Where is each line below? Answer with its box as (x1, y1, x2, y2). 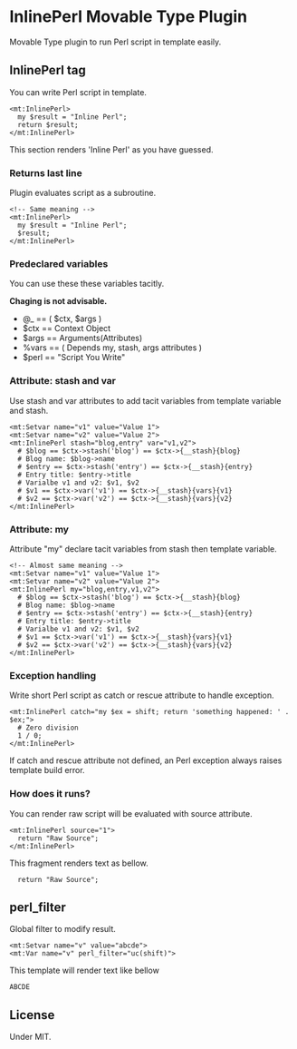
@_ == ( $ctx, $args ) (22, 313, 102, 324)
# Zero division (17, 723, 79, 732)
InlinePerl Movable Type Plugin (9, 6, 247, 27)
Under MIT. (9, 1032, 52, 1043)
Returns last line (9, 166, 83, 179)
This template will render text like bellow (9, 965, 160, 976)
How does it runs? (9, 788, 91, 800)
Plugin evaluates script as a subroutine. (9, 188, 157, 199)
